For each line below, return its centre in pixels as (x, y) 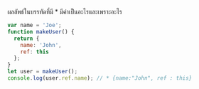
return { (27, 38)
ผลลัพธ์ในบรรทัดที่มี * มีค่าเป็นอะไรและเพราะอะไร (65, 12)
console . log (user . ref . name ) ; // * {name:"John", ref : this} (100, 78)
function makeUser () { (41, 32)
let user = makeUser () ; (43, 72)
